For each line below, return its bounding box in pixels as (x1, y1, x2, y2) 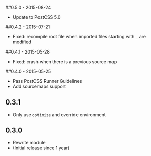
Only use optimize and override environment (12, 111, 106, 118)
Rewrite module (12, 139, 46, 145)
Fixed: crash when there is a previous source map (12, 59, 117, 65)
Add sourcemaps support (12, 83, 66, 89)
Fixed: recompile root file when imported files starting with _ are (12, 34, 146, 39)
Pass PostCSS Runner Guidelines (12, 78, 82, 84)
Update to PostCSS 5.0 (12, 14, 61, 20)
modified (12, 39, 31, 45)
